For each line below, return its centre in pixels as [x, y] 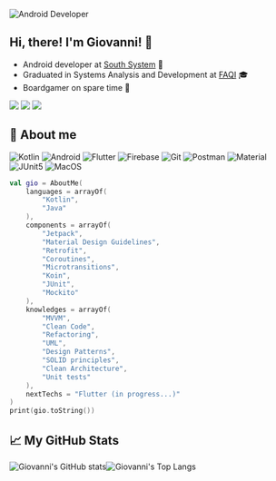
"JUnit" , [59, 285]
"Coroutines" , [69, 259]
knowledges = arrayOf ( [69, 309]
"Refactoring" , [71, 335]
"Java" [54, 209]
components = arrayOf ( [69, 225]
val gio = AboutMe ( [46, 183]
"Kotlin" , [60, 200]
